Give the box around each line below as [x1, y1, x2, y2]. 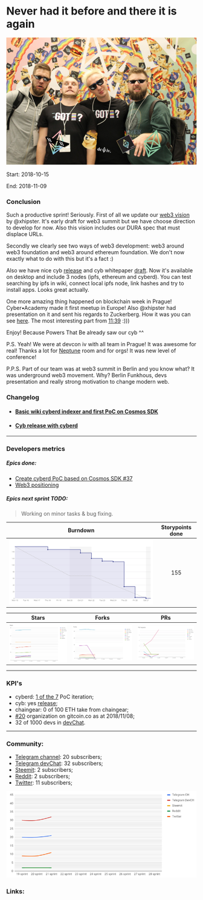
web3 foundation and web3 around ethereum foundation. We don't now [6, 248, 185, 255]
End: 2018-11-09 [6, 182, 47, 189]
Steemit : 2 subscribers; [14, 766, 74, 773]
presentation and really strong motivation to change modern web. [6, 378, 170, 385]
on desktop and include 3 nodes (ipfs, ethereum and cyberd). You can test [6, 273, 192, 280]
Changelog [6, 393, 39, 401]
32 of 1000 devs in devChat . [14, 718, 86, 726]
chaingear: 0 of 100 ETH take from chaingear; [14, 706, 129, 713]
